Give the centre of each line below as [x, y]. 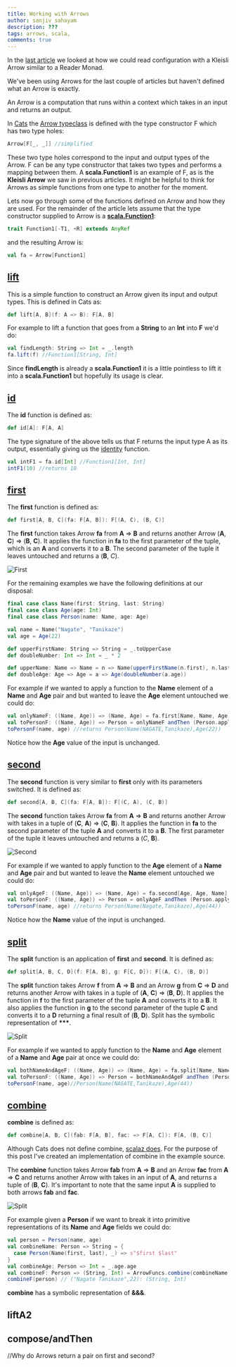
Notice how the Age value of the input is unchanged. [84, 742]
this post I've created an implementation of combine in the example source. [117, 1156]
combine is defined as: [41, 1122]
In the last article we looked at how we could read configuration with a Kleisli [118, 60]
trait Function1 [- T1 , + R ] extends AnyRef [69, 229]
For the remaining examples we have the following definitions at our [105, 583]
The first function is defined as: [53, 507]
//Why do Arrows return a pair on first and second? [81, 1356]
